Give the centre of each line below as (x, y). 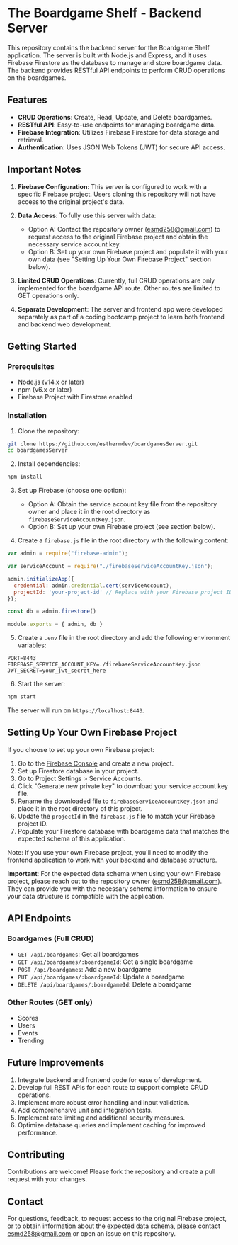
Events (28, 1033)
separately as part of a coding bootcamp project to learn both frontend (121, 317)
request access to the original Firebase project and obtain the (118, 237)
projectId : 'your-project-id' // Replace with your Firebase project (118, 592)
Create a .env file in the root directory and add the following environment (124, 638)
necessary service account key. (75, 244)
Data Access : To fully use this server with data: (87, 215)
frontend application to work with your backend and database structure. (112, 860)
